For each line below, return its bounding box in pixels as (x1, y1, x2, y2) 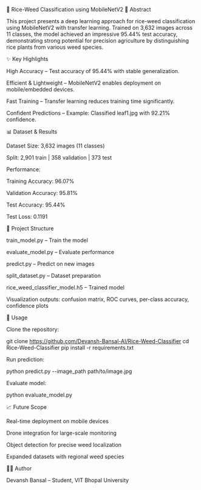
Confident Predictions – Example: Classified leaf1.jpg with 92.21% (6, 110, 170, 116)
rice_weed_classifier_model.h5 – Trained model (6, 284, 124, 291)
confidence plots (6, 302, 49, 309)
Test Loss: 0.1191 (6, 213, 48, 220)
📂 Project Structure (6, 225, 54, 232)
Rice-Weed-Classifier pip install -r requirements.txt (6, 344, 134, 351)
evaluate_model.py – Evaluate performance (6, 249, 114, 255)
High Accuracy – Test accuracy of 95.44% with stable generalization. (6, 68, 180, 74)
